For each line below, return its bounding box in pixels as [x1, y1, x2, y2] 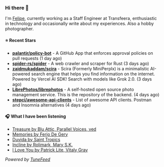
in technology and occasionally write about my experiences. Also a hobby [5, 21, 154, 26]
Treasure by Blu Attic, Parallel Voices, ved [12, 126, 96, 132]
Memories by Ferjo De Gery [12, 131, 68, 137]
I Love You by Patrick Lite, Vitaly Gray [12, 146, 88, 153]
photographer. [5, 26, 34, 32]
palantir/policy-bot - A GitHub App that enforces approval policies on [12, 50, 153, 56]
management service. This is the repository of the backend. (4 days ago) [12, 91, 160, 97]
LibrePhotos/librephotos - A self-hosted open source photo [12, 86, 134, 92]
